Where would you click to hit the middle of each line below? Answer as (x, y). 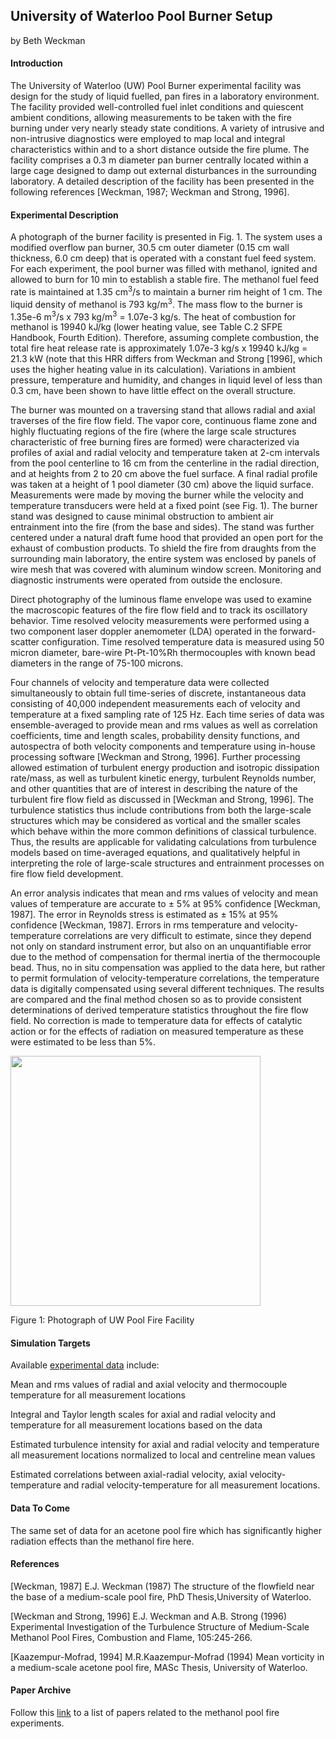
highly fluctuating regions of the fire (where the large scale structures (153, 431)
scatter (25, 642)
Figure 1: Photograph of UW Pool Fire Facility (102, 1320)
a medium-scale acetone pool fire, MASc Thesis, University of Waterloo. (159, 1667)
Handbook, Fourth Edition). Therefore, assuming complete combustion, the (165, 338)
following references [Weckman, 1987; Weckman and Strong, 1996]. (150, 192)
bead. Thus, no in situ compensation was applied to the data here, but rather (168, 968)
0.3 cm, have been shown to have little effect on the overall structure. (153, 391)
